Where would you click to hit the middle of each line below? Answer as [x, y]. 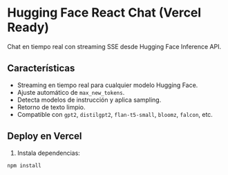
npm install [24, 165]
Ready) [28, 27]
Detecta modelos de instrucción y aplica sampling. [89, 100]
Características [41, 68]
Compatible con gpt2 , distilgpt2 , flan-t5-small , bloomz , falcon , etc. [115, 114]
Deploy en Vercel [45, 136]
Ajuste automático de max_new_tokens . [71, 92]
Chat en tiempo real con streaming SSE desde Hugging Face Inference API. [114, 46]
